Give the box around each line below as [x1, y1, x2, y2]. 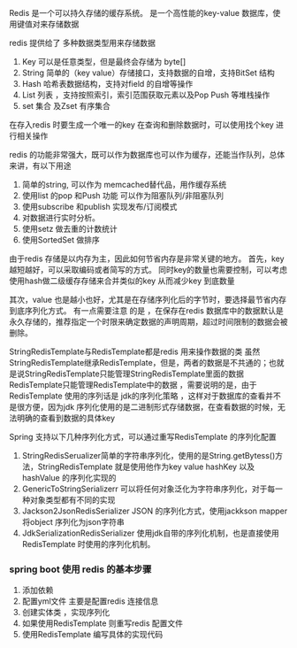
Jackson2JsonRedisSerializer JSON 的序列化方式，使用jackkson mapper [21, 505, 288, 516]
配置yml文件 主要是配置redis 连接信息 [21, 596, 159, 606]
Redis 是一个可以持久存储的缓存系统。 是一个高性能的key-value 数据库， [9, 8, 273, 18]
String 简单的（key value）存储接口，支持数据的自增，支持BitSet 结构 [21, 67, 276, 78]
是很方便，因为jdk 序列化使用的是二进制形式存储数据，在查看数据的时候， [9, 402, 278, 412]
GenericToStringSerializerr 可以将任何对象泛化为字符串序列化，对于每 [21, 483, 276, 494]
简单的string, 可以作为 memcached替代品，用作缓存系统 [21, 180, 227, 189]
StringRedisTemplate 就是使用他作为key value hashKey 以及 [37, 461, 255, 472]
